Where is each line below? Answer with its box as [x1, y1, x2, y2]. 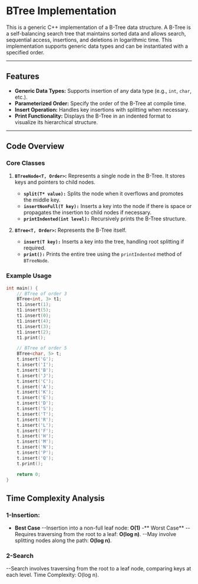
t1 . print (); [16, 335, 46, 340]
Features [6, 72, 39, 82]
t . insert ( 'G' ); [16, 356, 54, 362]
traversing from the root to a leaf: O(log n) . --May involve [37, 531, 177, 538]
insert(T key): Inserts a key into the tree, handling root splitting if [23, 238, 184, 245]
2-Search [6, 551, 34, 560]
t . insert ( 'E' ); [16, 395, 54, 401]
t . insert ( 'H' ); [16, 433, 54, 439]
